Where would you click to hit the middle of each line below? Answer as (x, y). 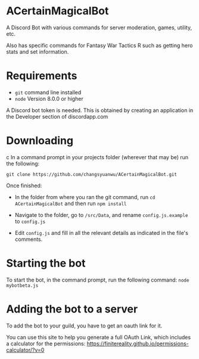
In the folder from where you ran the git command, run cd (85, 197)
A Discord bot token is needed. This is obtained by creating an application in (100, 110)
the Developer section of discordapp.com (57, 116)
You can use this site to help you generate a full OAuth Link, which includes (99, 337)
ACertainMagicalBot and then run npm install (71, 203)
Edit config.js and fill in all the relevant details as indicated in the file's (102, 233)
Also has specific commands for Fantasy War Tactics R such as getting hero (99, 45)
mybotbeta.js (22, 285)
